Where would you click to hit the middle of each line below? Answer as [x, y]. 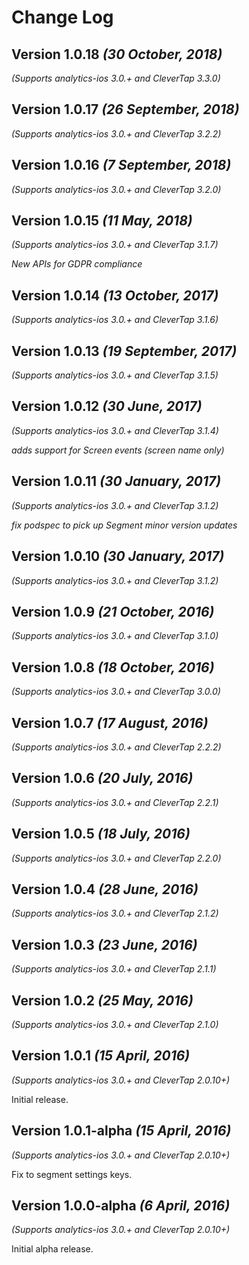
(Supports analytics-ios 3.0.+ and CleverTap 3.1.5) [115, 375]
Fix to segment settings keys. [72, 1174]
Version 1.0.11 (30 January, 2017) [116, 481]
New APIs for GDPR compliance [77, 264]
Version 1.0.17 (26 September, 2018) [125, 109]
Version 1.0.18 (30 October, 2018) [117, 54]
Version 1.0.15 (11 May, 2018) [102, 221]
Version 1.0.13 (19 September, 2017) [124, 351]
